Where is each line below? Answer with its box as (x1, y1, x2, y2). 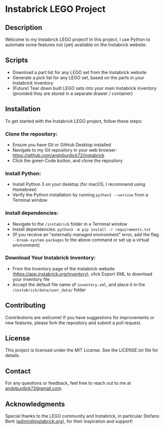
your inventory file (12, 276, 50, 282)
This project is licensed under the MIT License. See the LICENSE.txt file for (5, 347, 159, 353)
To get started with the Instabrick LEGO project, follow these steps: (5, 118, 143, 124)
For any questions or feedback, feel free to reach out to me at (5, 380, 131, 386)
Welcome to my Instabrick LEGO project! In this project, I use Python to (5, 36, 151, 42)
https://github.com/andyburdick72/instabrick (12, 152, 105, 158)
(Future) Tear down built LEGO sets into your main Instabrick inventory (12, 85, 157, 91)
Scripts (5, 56, 28, 65)
